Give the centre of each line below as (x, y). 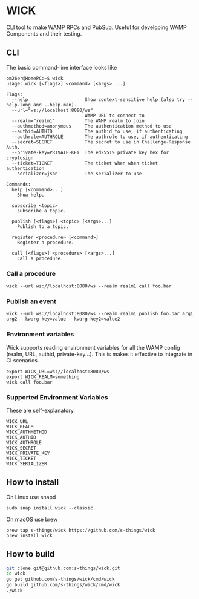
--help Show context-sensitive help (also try (99, 100)
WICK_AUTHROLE (24, 442)
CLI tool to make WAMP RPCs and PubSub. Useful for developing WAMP (96, 27)
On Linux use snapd (31, 497)
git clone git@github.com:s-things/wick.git (63, 568)
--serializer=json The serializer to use (77, 174)
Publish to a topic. (43, 227)
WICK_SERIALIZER (27, 463)
